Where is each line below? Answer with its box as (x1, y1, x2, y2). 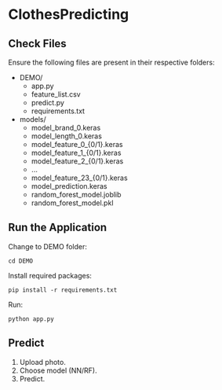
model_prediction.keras (31, 182, 107, 190)
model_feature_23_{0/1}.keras (31, 173, 128, 182)
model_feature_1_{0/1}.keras (31, 148, 122, 157)
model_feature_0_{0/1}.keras (31, 140, 123, 149)
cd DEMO (8, 257, 34, 265)
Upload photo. (19, 357, 67, 366)
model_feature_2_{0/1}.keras (31, 156, 124, 166)
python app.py (8, 315, 55, 323)
